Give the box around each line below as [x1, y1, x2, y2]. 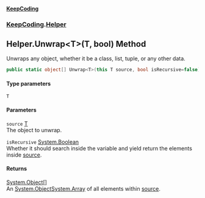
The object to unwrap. [6, 126, 62, 133]
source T [6, 119, 28, 127]
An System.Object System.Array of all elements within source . [6, 185, 160, 192]
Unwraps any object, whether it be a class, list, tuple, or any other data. [6, 55, 186, 62]
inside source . [6, 151, 42, 158]
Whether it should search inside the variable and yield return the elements [6, 144, 192, 152]
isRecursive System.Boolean [6, 138, 79, 146]
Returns [6, 165, 27, 172]
